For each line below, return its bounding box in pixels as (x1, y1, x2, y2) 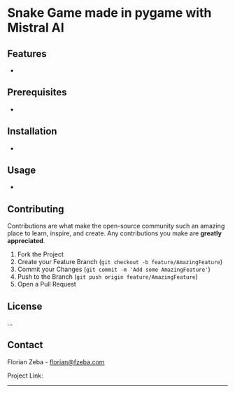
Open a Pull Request (17, 280, 77, 289)
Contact (7, 339, 43, 351)
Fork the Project (17, 250, 64, 258)
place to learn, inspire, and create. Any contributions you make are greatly (7, 229, 222, 237)
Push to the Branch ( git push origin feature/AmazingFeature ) (17, 273, 198, 281)
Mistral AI (7, 20, 64, 36)
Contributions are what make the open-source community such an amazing (7, 222, 225, 230)
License (7, 300, 43, 312)
